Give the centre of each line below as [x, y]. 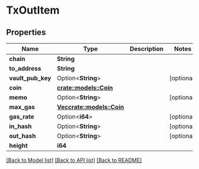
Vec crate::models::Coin [91, 107]
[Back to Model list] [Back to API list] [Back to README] [74, 160]
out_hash [23, 136]
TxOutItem [33, 10]
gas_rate [22, 117]
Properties [26, 32]
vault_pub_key [30, 78]
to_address [25, 68]
